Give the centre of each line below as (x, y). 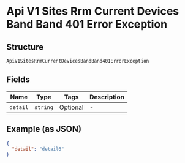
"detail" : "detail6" (38, 149)
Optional (71, 107)
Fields (18, 80)
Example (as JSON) (44, 129)
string (44, 107)
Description (107, 97)
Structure (25, 47)
